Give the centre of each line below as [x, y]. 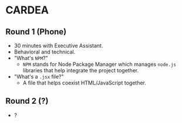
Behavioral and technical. [45, 52]
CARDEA [27, 10]
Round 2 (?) [27, 101]
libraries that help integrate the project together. [81, 70]
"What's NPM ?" [31, 58]
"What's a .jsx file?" [39, 77]
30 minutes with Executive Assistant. [58, 45]
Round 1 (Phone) [36, 32]
